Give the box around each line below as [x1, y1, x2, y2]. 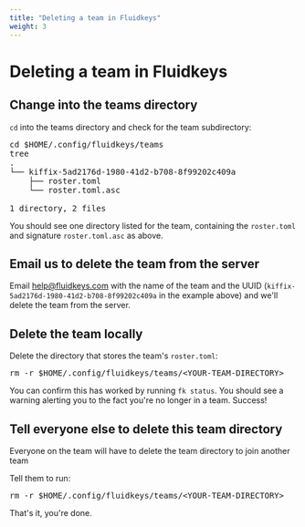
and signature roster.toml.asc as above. [9, 230, 164, 241]
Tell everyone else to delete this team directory [9, 421, 283, 437]
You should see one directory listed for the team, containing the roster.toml [9, 220, 297, 231]
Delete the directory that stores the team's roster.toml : [9, 350, 218, 361]
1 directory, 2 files [9, 202, 107, 213]
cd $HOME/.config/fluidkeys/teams [9, 139, 164, 150]
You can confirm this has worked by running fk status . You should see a [9, 385, 284, 397]
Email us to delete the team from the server [9, 256, 260, 272]
